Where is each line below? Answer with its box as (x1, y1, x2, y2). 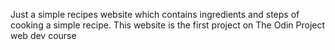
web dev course (10, 30, 77, 41)
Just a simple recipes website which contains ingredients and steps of (10, 9, 300, 20)
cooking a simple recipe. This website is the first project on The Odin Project (10, 19, 326, 31)
